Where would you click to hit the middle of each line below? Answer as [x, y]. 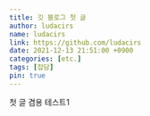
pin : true [28, 76]
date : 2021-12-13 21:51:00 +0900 [71, 51]
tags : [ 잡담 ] [32, 68]
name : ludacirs [37, 34]
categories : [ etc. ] [46, 59]
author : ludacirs [42, 26]
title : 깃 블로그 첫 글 [48, 17]
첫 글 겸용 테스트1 [39, 102]
